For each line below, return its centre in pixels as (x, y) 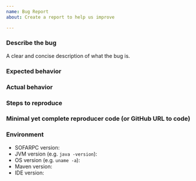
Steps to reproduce (34, 103)
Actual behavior (30, 87)
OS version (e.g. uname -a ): (47, 160)
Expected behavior (34, 71)
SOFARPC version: (37, 147)
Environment (25, 135)
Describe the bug (32, 43)
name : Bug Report (27, 12)
